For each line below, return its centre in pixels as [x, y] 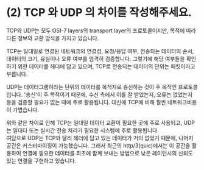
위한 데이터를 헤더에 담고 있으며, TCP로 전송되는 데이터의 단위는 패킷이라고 [107, 66]
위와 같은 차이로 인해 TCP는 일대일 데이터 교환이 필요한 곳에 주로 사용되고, [94, 122]
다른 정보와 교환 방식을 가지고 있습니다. [53, 38]
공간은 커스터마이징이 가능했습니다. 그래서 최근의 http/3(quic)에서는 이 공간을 [98, 145]
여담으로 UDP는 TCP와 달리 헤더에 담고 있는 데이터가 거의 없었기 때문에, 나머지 [100, 138]
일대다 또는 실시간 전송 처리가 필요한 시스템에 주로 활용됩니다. [86, 130]
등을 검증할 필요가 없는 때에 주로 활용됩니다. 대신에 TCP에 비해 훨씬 [86, 102]
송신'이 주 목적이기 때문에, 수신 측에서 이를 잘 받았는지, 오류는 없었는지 [109, 94]
